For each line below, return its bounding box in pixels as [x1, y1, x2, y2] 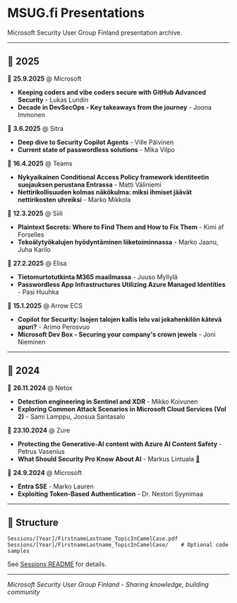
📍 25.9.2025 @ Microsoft [7, 74, 82, 83]
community [7, 588, 40, 597]
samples [7, 548, 30, 555]
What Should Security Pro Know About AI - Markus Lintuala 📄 [17, 455, 200, 463]
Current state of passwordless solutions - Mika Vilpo [17, 145, 175, 153]
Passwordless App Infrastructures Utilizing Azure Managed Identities [17, 280, 226, 288]
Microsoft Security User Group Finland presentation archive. [7, 28, 183, 37]
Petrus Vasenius [17, 447, 65, 455]
